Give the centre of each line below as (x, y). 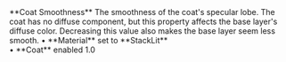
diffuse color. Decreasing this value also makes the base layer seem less (143, 31)
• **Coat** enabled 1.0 (53, 50)
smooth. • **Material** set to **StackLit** (89, 40)
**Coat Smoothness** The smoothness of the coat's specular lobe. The (142, 12)
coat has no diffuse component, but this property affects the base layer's (143, 21)
